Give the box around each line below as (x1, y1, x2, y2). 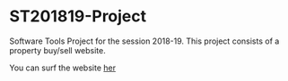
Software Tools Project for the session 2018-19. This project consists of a (9, 36, 280, 46)
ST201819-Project (9, 6, 147, 27)
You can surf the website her (9, 62, 117, 73)
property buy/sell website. (9, 45, 106, 55)
